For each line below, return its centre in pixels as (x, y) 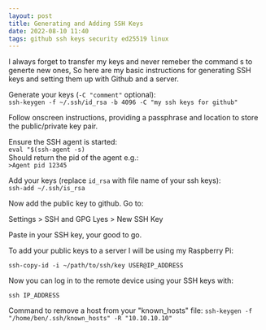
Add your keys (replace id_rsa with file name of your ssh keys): (115, 180)
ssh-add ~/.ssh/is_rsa (47, 189)
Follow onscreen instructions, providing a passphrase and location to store (133, 118)
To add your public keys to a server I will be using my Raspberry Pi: (121, 251)
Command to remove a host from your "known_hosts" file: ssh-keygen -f (131, 310)
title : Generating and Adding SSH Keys (76, 24)
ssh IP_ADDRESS (34, 296)
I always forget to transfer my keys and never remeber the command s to (131, 62)
